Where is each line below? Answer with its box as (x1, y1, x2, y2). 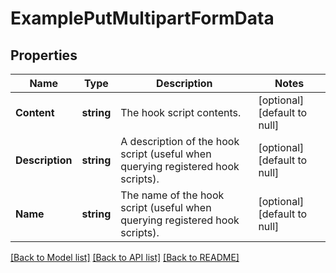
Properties (10, 47, 78, 64)
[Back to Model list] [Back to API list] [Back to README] (10, 252, 240, 263)
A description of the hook (120, 135, 240, 148)
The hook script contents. (120, 106, 242, 119)
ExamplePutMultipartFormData (10, 7, 275, 30)
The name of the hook (120, 188, 225, 202)
